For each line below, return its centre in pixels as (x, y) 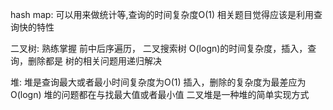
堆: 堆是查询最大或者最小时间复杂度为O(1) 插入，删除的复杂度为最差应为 (158, 82)
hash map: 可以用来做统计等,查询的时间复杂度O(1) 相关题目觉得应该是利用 (162, 14)
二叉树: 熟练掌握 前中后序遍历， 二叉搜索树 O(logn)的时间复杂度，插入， (159, 48)
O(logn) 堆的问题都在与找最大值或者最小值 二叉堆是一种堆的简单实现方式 (160, 94)
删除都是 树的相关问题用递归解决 (94, 61)
